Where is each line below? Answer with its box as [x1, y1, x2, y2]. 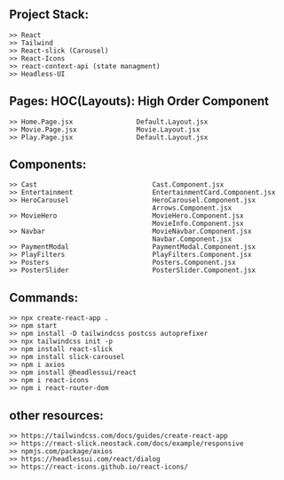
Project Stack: [9, 7, 90, 22]
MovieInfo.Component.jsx [152, 220, 244, 228]
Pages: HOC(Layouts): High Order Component [9, 93, 269, 109]
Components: [9, 157, 87, 172]
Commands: [9, 290, 79, 305]
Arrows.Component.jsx [152, 204, 233, 212]
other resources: [9, 408, 104, 423]
